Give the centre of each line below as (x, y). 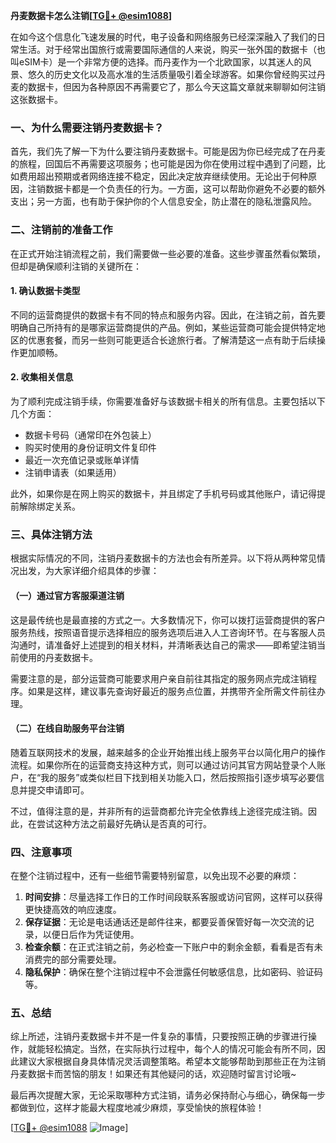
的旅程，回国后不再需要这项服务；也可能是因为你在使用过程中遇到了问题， (163, 164)
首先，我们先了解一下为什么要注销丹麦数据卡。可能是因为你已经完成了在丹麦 (168, 151)
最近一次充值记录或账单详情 (82, 460)
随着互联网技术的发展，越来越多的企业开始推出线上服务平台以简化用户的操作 (168, 752)
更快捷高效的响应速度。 (73, 909)
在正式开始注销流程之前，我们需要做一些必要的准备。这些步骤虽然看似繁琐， (168, 253)
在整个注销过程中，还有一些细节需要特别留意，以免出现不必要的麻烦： (155, 875)
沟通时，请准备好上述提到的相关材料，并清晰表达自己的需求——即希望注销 (163, 645)
